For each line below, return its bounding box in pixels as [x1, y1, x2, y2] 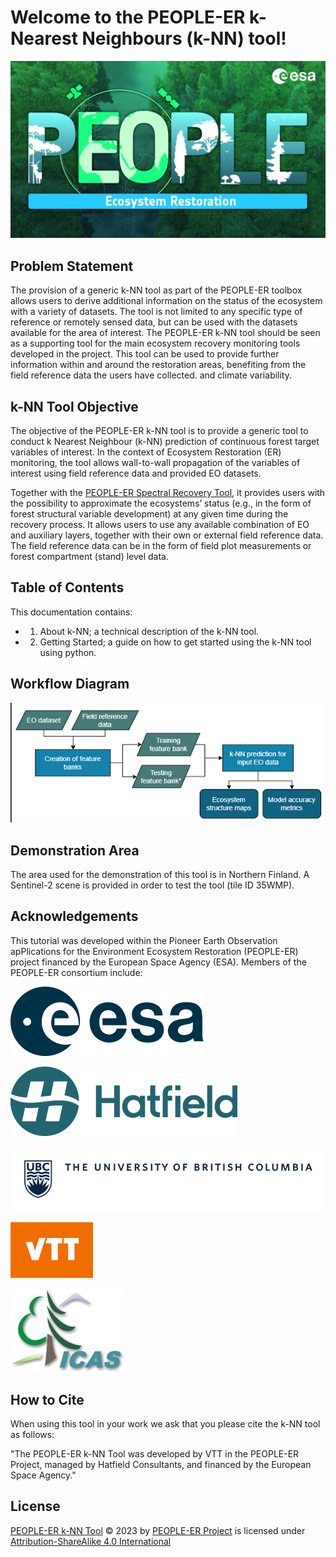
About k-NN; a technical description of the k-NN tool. [39, 625, 260, 637]
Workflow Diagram [10, 676, 130, 693]
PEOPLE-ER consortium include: [10, 966, 143, 978]
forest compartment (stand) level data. [10, 551, 170, 563]
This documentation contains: [10, 606, 133, 618]
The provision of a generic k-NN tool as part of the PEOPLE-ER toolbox [10, 284, 303, 296]
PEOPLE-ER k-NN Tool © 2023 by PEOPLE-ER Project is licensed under [10, 1524, 306, 1536]
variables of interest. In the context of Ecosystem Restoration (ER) [10, 446, 282, 458]
